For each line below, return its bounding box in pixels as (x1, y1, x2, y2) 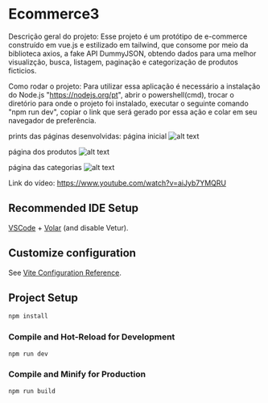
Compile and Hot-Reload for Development (8, 331, 175, 343)
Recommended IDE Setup (8, 201, 139, 215)
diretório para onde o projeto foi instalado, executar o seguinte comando (8, 98, 249, 108)
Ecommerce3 (8, 5, 100, 23)
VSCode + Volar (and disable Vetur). (8, 222, 129, 232)
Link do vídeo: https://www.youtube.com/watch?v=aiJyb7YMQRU (8, 178, 227, 188)
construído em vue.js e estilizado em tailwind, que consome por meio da (8, 39, 249, 49)
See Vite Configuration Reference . (8, 268, 122, 277)
